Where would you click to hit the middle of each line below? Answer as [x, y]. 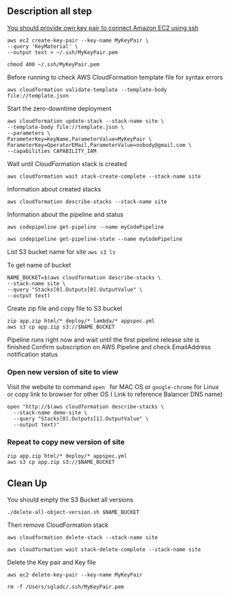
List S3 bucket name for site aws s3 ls [61, 251]
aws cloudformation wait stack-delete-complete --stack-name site [104, 550]
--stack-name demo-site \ [50, 413]
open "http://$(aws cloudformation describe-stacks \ [86, 407]
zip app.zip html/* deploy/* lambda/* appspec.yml [81, 321]
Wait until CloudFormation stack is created [67, 163]
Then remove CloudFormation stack [58, 525]
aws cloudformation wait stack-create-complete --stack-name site [104, 176]
